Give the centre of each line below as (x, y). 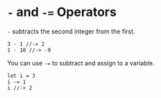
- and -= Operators (62, 12)
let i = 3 (22, 76)
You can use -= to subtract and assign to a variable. (81, 63)
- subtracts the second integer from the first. (71, 31)
